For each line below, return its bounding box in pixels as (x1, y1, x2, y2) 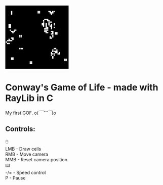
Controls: (5, 125, 35, 133)
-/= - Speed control (5, 169, 46, 175)
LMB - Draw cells (5, 146, 42, 152)
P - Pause (5, 175, 26, 181)
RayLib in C (5, 92, 54, 104)
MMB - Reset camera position (5, 156, 67, 162)
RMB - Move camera (5, 151, 49, 157)
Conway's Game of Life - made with (5, 82, 158, 94)
